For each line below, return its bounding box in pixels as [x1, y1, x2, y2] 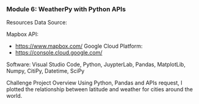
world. [6, 92, 23, 100]
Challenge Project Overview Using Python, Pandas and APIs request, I [6, 79, 183, 87]
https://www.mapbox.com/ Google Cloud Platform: [15, 42, 143, 50]
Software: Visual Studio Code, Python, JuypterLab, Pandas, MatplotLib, [6, 61, 186, 69]
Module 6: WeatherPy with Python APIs [6, 5, 126, 13]
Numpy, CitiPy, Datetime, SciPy [6, 67, 85, 75]
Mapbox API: [6, 31, 38, 38]
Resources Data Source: [6, 19, 67, 26]
